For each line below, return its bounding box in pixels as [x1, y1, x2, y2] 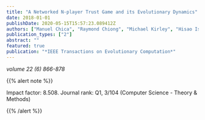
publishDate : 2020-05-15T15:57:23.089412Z [6, 20, 116, 26]
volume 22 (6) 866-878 [6, 65, 65, 72]
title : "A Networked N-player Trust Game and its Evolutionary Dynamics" [6, 9, 198, 15]
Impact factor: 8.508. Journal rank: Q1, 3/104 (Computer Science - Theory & [6, 89, 198, 96]
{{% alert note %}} [6, 77, 53, 84]
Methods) [6, 95, 31, 102]
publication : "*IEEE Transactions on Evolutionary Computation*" [6, 49, 176, 55]
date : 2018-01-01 [6, 15, 51, 21]
